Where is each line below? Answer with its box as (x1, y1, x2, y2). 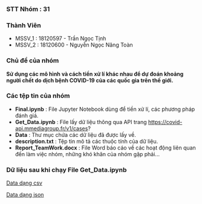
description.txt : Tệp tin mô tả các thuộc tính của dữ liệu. (15, 137, 158, 145)
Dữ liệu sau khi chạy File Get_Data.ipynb (6, 165, 127, 174)
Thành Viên (6, 21, 41, 29)
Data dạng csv (6, 179, 42, 186)
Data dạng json (6, 191, 44, 199)
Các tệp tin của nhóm (6, 91, 70, 100)
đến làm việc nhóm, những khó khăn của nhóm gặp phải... (15, 150, 160, 157)
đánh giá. (15, 111, 39, 119)
